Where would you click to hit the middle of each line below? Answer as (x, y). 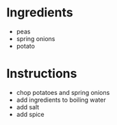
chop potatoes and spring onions (63, 92)
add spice (30, 114)
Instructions (42, 74)
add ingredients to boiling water (61, 100)
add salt (28, 107)
